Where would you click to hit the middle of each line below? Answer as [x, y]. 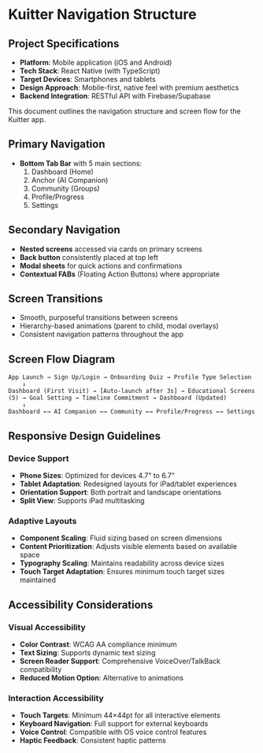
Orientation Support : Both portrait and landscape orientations [120, 492]
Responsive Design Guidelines [85, 436]
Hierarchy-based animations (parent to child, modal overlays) [119, 326]
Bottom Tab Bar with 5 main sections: [81, 163]
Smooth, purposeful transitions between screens [99, 317]
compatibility [41, 669]
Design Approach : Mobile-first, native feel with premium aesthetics [129, 87]
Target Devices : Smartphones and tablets [87, 79]
